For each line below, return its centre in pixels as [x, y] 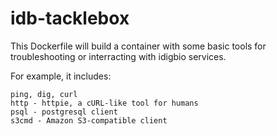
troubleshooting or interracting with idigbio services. [118, 56]
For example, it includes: [61, 76]
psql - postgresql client [64, 112]
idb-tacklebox [70, 18]
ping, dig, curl [44, 94]
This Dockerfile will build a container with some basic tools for [138, 46]
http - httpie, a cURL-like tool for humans [104, 103]
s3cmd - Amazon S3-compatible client [89, 120]
